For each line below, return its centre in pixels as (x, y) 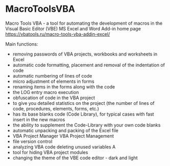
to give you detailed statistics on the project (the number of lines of (83, 103)
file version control (33, 141)
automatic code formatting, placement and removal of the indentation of (89, 65)
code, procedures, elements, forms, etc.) (56, 108)
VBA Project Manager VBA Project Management (63, 136)
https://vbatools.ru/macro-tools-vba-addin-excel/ (58, 34)
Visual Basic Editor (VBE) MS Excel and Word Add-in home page (73, 28)
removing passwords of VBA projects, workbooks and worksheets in (85, 54)
